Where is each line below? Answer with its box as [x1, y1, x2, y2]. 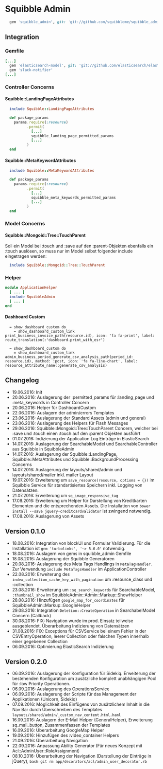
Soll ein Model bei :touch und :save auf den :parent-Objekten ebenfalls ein [5, 243, 154, 249]
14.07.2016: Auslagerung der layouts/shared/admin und [12, 466, 122, 472]
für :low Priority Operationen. [12, 681, 70, 687]
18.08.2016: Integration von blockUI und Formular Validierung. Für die [12, 540, 150, 546]
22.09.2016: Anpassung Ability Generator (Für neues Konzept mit [12, 743, 143, 749]
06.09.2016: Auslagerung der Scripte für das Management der [12, 691, 137, 697]
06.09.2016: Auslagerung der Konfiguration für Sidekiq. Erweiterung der [12, 670, 156, 677]
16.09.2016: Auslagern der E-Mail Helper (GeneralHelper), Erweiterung [12, 717, 153, 723]
